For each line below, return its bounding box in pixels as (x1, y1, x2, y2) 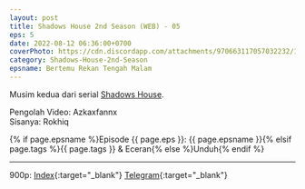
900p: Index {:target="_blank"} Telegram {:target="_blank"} (9, 169, 229, 180)
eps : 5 (9, 30, 34, 39)
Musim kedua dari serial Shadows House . (9, 88, 165, 100)
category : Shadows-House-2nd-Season (9, 55, 148, 65)
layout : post (9, 13, 59, 23)
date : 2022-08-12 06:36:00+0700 (9, 38, 132, 48)
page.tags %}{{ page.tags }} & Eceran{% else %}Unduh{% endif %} (9, 143, 265, 154)
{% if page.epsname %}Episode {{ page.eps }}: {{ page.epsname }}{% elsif (9, 134, 292, 144)
